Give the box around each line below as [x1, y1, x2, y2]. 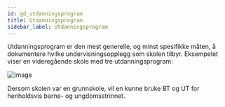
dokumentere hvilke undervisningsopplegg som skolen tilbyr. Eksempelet [7, 50, 219, 58]
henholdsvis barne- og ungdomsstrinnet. [7, 92, 125, 100]
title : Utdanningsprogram [7, 17, 83, 24]
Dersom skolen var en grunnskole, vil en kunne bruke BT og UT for [7, 85, 200, 93]
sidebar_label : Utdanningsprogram [7, 23, 109, 30]
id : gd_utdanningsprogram [7, 10, 83, 17]
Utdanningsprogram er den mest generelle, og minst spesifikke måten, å [7, 43, 216, 51]
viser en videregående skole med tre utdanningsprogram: [7, 57, 173, 66]
